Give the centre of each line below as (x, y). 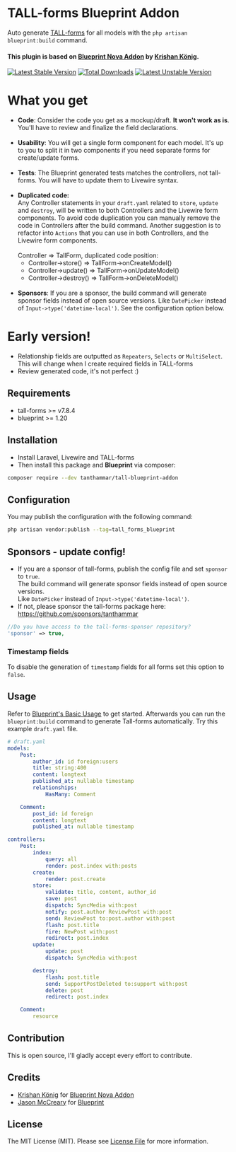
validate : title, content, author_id (101, 892)
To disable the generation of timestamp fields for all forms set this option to (116, 667)
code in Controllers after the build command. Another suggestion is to (119, 226)
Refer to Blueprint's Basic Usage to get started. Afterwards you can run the (117, 714)
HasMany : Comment (71, 794)
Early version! (49, 337)
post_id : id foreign (63, 814)
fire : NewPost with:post (82, 931)
